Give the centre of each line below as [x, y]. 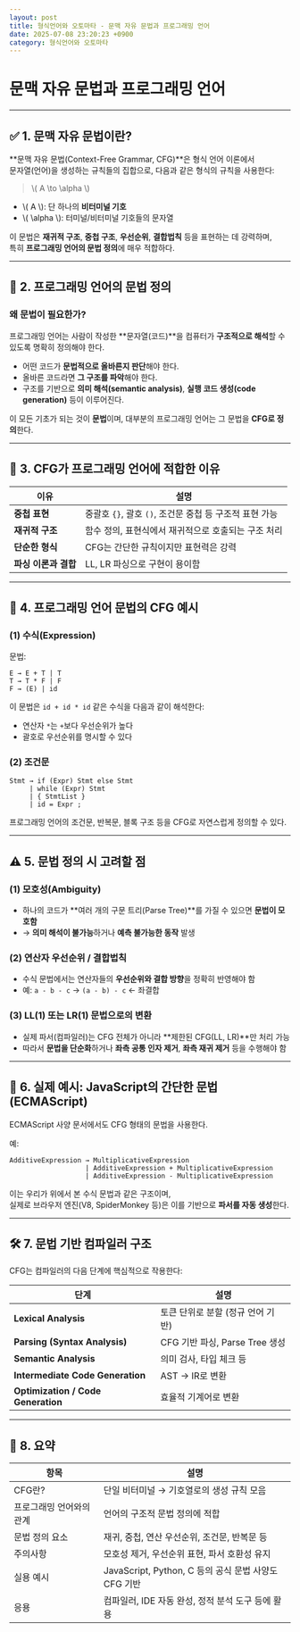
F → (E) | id [33, 689]
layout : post [33, 17]
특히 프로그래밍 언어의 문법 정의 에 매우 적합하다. [92, 248]
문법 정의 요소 [41, 1537]
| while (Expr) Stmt [67, 789]
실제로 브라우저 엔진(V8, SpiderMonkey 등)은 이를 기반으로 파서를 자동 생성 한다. [149, 1204]
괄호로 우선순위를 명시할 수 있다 [77, 737]
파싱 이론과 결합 [45, 563]
